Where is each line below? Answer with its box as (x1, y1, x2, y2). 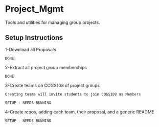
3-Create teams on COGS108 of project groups (5, 82, 100, 88)
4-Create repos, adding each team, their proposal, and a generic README (5, 109, 155, 115)
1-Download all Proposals (5, 46, 56, 52)
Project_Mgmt (5, 3, 64, 15)
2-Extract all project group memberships (5, 64, 87, 70)
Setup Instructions (5, 34, 63, 42)
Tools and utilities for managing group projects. (5, 19, 100, 25)
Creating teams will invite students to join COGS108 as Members (5, 91, 141, 97)
